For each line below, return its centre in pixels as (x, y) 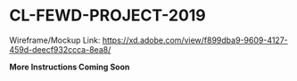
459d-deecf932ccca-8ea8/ (60, 49)
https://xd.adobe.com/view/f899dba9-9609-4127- (195, 40)
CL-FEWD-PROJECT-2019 (108, 16)
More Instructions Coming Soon (70, 67)
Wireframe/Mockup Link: (55, 40)
